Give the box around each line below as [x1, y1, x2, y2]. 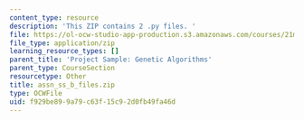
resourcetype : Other [9, 72, 88, 81]
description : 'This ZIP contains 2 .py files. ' [9, 22, 196, 31]
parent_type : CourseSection [9, 64, 116, 73]
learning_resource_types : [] [9, 47, 119, 56]
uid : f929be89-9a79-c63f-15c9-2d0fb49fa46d [9, 97, 176, 106]
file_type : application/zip [9, 38, 116, 48]
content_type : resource [9, 13, 100, 23]
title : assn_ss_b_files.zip [9, 80, 116, 89]
